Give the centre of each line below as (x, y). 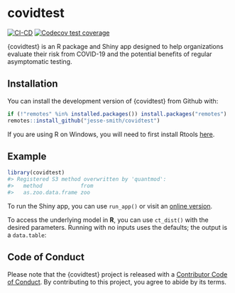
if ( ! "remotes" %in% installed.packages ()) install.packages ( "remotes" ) (117, 114)
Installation (33, 84)
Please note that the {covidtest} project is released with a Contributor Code (117, 274)
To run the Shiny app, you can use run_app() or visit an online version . (110, 206)
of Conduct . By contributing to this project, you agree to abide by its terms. (117, 282)
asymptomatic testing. (40, 61)
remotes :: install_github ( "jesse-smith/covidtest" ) (84, 121)
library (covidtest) (36, 173)
